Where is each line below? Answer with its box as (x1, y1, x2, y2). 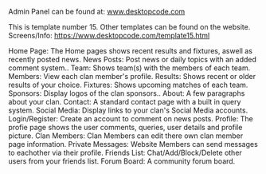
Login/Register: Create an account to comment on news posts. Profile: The (8, 114, 253, 123)
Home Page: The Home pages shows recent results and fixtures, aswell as (8, 46, 253, 55)
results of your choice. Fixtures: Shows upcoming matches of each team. (8, 80, 248, 89)
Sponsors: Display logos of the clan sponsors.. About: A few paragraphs (8, 89, 245, 98)
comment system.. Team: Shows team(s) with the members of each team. (8, 63, 251, 73)
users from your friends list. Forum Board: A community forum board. (8, 156, 236, 166)
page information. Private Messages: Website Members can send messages (8, 140, 259, 148)
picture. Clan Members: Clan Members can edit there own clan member (8, 131, 244, 140)
